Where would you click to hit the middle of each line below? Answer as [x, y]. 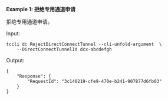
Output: [15, 60]
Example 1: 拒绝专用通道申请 [41, 9]
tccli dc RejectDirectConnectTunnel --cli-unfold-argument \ [84, 44]
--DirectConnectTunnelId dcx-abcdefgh [64, 49]
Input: [13, 34]
